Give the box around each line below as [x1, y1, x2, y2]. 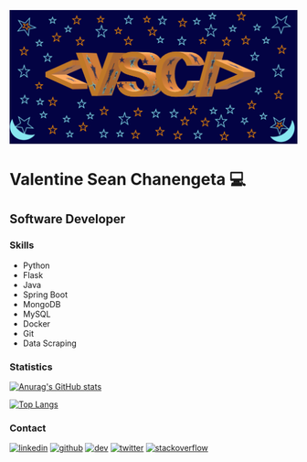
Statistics [9, 360, 53, 373]
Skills [9, 239, 35, 252]
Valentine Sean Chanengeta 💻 [9, 168, 247, 189]
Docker [22, 317, 51, 329]
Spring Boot [22, 289, 69, 300]
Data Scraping [22, 338, 78, 349]
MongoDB [22, 298, 61, 309]
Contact [9, 422, 47, 435]
